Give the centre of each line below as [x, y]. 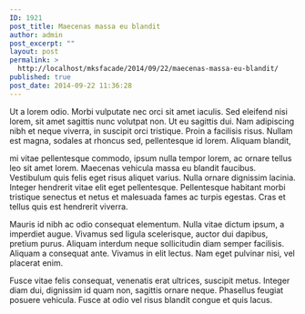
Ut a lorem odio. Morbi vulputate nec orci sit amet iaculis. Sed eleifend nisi [149, 111]
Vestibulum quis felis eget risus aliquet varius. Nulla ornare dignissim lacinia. [152, 177]
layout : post [34, 52]
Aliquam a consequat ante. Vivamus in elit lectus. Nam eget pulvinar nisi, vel [152, 253]
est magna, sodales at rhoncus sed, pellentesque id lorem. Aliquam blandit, [150, 140]
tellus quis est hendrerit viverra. [69, 207]
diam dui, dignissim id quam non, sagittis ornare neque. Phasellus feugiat [147, 290]
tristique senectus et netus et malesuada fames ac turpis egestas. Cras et [148, 197]
